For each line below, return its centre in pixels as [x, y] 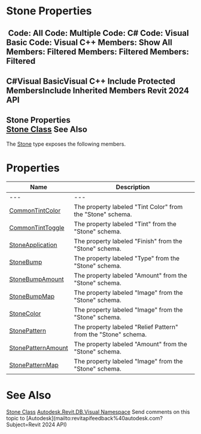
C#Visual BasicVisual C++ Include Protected [91, 81]
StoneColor [25, 313]
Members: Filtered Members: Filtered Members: [98, 52]
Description [133, 187]
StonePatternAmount [39, 347]
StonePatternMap [34, 365]
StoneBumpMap [32, 296]
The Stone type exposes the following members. [66, 144]
